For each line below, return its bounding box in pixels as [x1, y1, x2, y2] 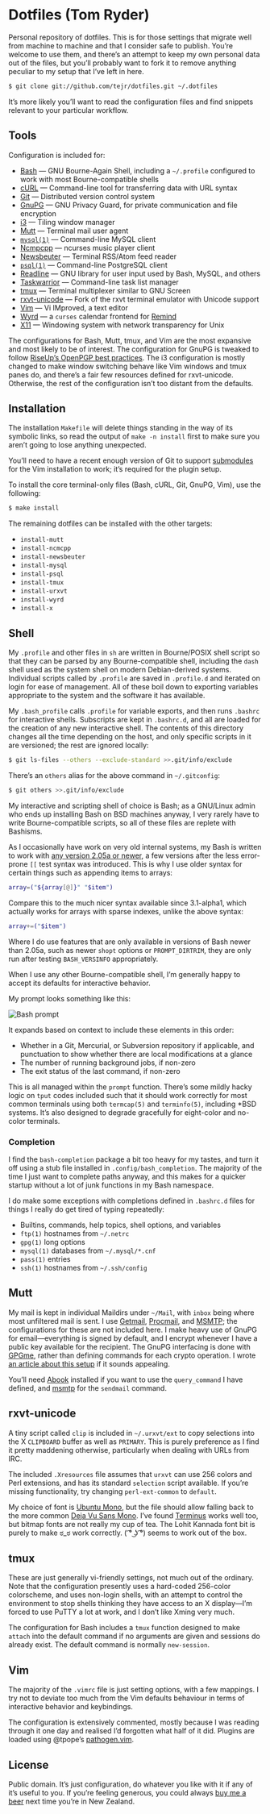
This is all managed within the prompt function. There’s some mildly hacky [8, 1082, 252, 1092]
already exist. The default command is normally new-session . [8, 1640, 210, 1650]
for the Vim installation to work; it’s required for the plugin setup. [8, 464, 222, 474]
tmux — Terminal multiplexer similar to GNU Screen [19, 285, 191, 295]
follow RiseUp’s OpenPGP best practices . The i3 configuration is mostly [8, 352, 246, 362]
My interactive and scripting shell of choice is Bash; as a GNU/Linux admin [8, 801, 255, 810]
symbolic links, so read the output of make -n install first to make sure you [8, 431, 260, 441]
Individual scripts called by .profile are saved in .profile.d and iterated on [8, 673, 260, 683]
